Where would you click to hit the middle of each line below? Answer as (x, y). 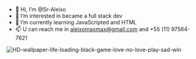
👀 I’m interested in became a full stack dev (69, 16)
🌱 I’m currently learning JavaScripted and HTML (76, 22)
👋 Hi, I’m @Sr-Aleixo (40, 9)
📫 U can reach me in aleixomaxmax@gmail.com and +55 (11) (92, 29)
